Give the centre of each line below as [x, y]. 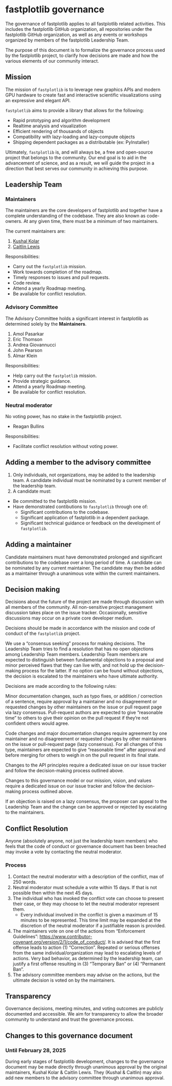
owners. [14, 221]
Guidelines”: [25, 937]
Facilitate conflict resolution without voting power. [65, 446]
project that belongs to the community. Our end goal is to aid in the [76, 157]
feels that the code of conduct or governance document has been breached [86, 847]
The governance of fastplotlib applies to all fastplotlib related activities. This [85, 24]
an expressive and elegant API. [38, 100]
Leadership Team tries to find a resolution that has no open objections [80, 649]
